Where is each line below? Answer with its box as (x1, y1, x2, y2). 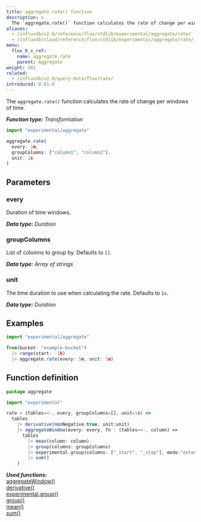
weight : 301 (6, 64, 36, 71)
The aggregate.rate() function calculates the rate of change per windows (6, 98, 188, 105)
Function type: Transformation (6, 116, 83, 123)
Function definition (6, 373, 79, 383)
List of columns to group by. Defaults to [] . (6, 249, 112, 256)
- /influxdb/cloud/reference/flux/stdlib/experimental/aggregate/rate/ (11, 37, 194, 43)
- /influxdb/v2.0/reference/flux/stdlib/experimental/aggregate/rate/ (11, 31, 191, 37)
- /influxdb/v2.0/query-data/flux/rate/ (11, 76, 114, 82)
